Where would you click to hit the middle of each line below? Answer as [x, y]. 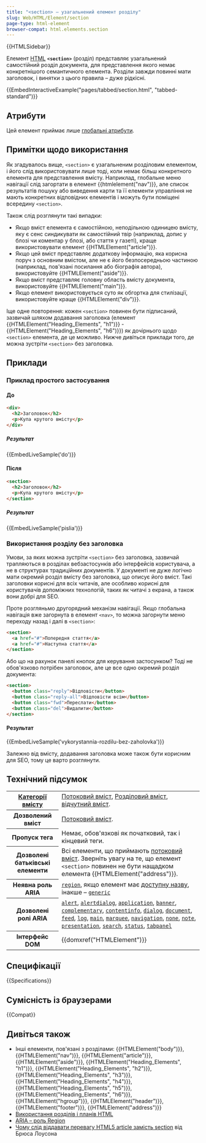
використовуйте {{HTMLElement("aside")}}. [72, 273]
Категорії [32, 796]
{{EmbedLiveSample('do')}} [41, 454]
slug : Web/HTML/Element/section [48, 18]
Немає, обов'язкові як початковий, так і [120, 833]
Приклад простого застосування [58, 380]
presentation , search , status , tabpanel [116, 926]
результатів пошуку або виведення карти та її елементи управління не [99, 190]
